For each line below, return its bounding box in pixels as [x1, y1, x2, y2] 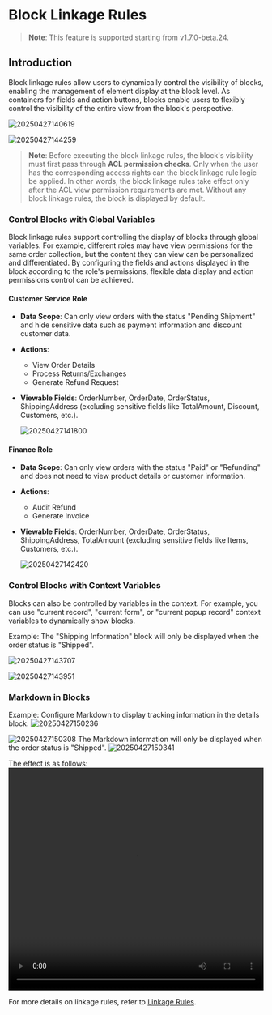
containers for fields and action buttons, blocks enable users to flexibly [8, 95, 245, 104]
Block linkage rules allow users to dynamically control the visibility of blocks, [8, 77, 264, 87]
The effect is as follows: [8, 759, 88, 769]
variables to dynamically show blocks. [8, 616, 136, 625]
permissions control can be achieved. [8, 275, 134, 285]
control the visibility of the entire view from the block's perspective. [8, 103, 234, 113]
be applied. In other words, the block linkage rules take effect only [28, 176, 249, 186]
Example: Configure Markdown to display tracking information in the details [8, 710, 260, 720]
